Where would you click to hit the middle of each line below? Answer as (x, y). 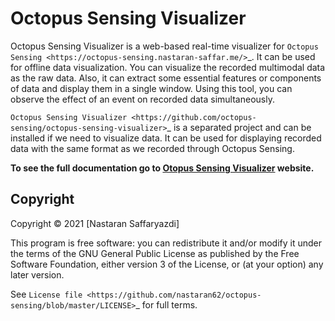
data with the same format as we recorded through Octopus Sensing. (152, 148)
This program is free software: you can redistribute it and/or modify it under (166, 243)
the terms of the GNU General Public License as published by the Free (155, 253)
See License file (46, 294)
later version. (37, 274)
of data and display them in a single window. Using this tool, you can (151, 88)
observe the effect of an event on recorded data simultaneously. (142, 99)
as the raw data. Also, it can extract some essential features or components (166, 78)
